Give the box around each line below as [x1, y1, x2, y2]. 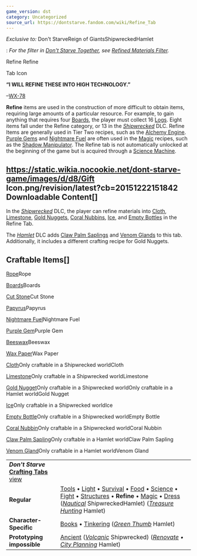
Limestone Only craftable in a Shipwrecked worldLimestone [6, 373, 148, 379]
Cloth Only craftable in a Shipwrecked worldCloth [6, 362, 124, 368]
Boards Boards [6, 282, 41, 288]
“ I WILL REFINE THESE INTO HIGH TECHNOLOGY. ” [6, 81, 131, 88]
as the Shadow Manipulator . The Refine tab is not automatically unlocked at [6, 141, 188, 149]
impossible [9, 541, 41, 548]
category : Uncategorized [6, 14, 67, 20]
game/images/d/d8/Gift [6, 174, 95, 184]
